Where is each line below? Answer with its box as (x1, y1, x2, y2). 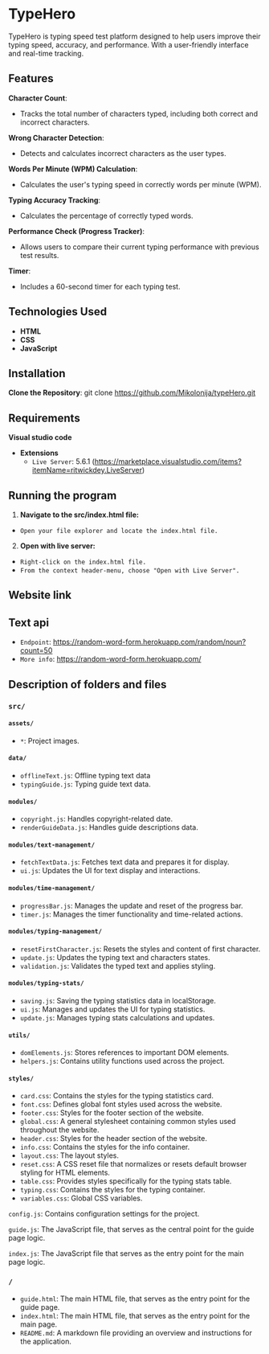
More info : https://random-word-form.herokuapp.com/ (19, 654, 202, 664)
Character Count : (8, 93, 67, 103)
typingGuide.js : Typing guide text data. (19, 779, 151, 789)
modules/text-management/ (8, 841, 95, 849)
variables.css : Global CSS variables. (19, 1193, 143, 1203)
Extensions (19, 448, 59, 458)
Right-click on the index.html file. (19, 558, 147, 566)
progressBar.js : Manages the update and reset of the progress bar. (19, 901, 243, 910)
